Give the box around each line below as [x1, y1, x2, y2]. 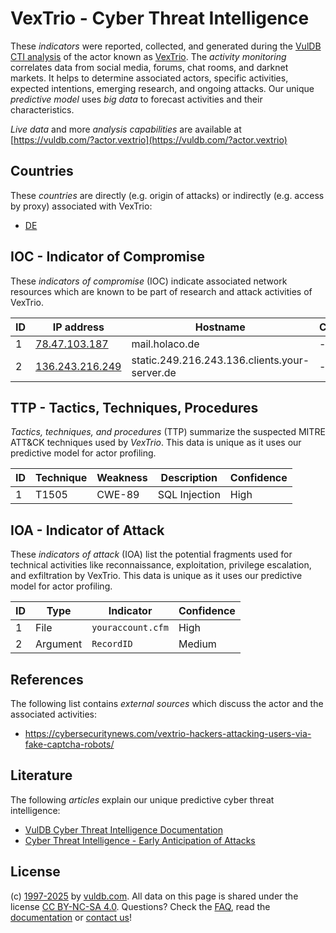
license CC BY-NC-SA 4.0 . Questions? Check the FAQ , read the [10, 900, 271, 912]
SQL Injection [157, 488, 221, 502]
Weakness [96, 471, 148, 485]
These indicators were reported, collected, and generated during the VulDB [10, 40, 322, 52]
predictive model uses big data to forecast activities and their [10, 93, 263, 105]
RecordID [91, 638, 133, 650]
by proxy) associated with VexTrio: [10, 200, 153, 212]
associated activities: [10, 708, 98, 720]
